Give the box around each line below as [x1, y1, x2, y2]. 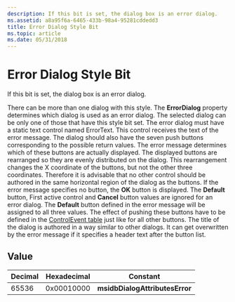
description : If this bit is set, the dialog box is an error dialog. [7, 10, 218, 18]
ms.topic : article [7, 29, 61, 37]
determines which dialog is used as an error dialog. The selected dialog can [7, 111, 227, 119]
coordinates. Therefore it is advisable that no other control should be [7, 171, 206, 179]
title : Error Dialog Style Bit [7, 23, 99, 30]
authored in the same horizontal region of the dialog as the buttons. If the [7, 178, 219, 187]
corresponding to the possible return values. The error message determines [7, 141, 227, 150]
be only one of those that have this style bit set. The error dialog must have [7, 119, 224, 127]
